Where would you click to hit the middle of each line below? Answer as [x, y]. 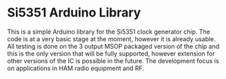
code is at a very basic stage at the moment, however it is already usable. [111, 38]
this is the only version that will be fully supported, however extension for [111, 54]
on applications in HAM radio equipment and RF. [76, 68]
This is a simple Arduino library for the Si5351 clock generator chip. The [109, 32]
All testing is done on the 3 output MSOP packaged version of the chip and [113, 46]
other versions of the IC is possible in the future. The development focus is [113, 60]
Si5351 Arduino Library [74, 13]
